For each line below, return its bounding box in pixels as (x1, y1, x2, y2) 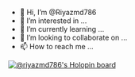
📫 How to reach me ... (19, 42, 94, 51)
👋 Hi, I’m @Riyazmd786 (19, 8, 97, 17)
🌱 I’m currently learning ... (19, 25, 105, 33)
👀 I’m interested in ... (19, 16, 87, 25)
